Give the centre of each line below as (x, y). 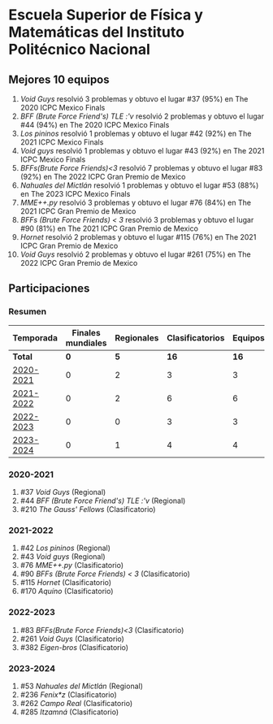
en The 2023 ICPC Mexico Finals (75, 194)
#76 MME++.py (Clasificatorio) (72, 566)
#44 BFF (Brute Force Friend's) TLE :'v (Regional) (103, 501)
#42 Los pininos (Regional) (65, 548)
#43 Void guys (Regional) (63, 557)
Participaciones (49, 289)
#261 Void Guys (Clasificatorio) (72, 639)
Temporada (35, 337)
